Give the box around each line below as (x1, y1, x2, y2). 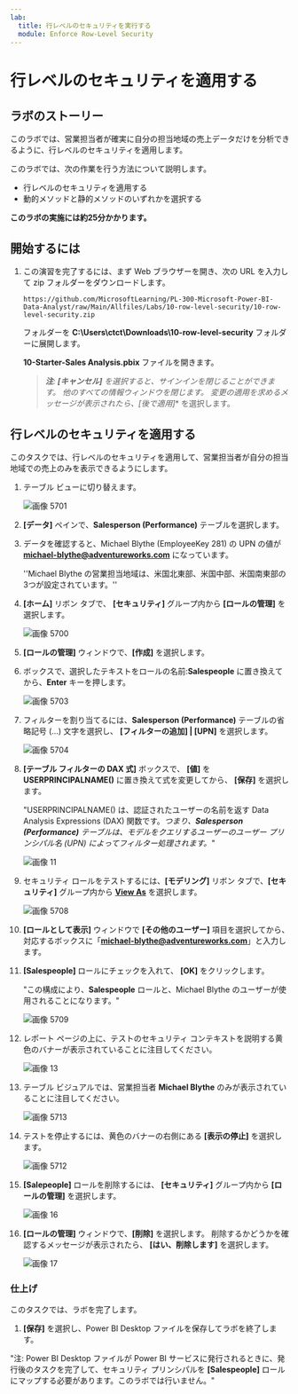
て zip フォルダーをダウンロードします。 (22, 277, 170, 288)
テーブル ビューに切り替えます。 (22, 482, 141, 492)
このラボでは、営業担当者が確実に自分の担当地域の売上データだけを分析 (10, 134, 274, 145)
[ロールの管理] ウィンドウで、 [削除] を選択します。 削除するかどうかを (22, 1228, 282, 1239)
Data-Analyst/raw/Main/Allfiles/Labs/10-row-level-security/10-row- (22, 303, 282, 311)
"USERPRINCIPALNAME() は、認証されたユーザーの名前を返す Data (22, 805, 270, 815)
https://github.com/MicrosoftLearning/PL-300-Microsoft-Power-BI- (22, 295, 274, 304)
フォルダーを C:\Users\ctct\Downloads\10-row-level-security (22, 327, 254, 338)
